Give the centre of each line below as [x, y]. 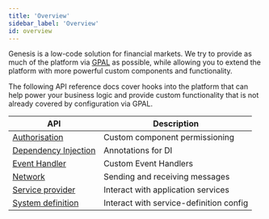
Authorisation [38, 137]
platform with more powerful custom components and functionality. [120, 71]
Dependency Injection [54, 150]
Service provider [44, 190]
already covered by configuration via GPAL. [81, 104]
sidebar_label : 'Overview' [54, 23]
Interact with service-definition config [176, 203]
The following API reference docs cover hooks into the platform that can [128, 86]
